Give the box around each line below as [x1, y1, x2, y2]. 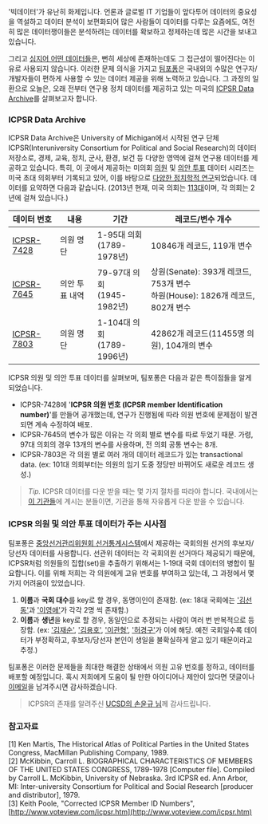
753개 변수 [151, 278, 191, 290]
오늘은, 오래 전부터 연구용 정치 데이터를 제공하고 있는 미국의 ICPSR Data [29, 84, 254, 93]
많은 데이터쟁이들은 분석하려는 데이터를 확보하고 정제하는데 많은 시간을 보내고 [16, 27, 258, 36]
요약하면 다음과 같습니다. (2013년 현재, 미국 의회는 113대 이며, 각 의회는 [29, 183, 249, 193]
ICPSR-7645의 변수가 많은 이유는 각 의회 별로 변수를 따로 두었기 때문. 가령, [19, 430, 254, 440]
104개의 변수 [165, 340, 213, 351]
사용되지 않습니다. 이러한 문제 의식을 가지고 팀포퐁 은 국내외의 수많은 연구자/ [22, 64, 258, 73]
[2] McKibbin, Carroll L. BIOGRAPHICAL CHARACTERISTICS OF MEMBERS [8, 756, 254, 766]
